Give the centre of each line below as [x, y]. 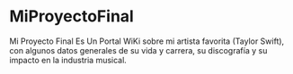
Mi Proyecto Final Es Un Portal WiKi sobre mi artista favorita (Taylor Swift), [147, 41]
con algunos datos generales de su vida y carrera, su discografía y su [138, 50]
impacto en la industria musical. [68, 60]
